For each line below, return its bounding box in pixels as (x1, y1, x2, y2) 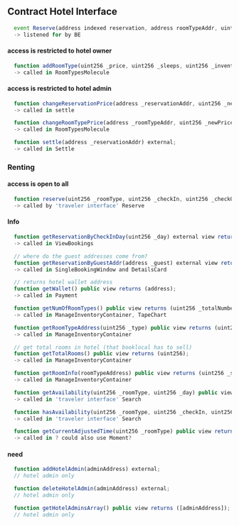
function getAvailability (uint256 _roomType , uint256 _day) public (14, 389, 218, 396)
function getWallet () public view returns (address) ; (14, 286, 176, 293)
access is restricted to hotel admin (7, 85, 112, 93)
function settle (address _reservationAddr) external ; (14, 139, 176, 146)
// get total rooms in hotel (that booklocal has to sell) (14, 344, 193, 351)
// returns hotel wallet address (14, 278, 113, 286)
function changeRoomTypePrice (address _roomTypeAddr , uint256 (14, 119, 202, 126)
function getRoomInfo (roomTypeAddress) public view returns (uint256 (14, 369, 224, 377)
